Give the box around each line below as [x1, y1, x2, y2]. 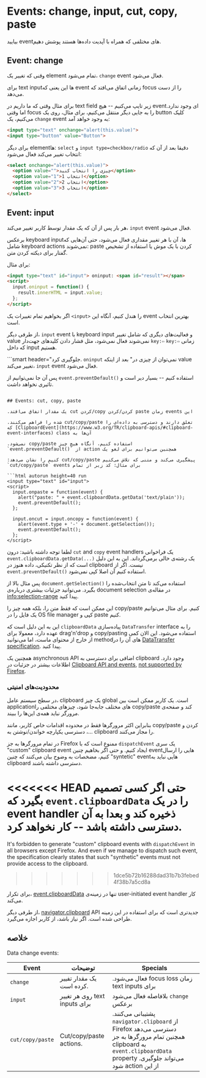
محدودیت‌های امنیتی [7, 682, 59, 691]
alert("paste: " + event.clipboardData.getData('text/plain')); [18, 494, 185, 501]
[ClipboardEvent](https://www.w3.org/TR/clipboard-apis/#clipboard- [15, 425, 193, 431]
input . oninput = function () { [12, 284, 89, 290]
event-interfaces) [7, 429, 54, 436]
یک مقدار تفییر [59, 974, 97, 982]
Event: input [7, 207, 54, 218]
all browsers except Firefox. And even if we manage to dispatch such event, [7, 847, 198, 854]
